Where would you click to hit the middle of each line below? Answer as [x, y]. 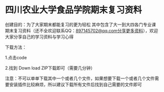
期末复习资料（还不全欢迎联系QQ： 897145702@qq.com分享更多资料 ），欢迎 [82, 30]
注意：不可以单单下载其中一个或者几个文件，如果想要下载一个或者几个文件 [80, 78]
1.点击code [16, 57]
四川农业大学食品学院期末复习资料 [74, 10]
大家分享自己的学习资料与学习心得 [39, 37]
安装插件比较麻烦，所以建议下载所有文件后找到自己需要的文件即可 [75, 84]
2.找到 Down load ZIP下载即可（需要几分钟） [50, 68]
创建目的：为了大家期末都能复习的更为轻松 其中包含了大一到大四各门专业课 [81, 24]
